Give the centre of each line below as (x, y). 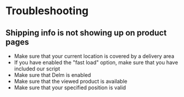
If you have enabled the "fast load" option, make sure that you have (96, 62)
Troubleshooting (47, 11)
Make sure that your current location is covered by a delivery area (94, 56)
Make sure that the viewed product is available (70, 81)
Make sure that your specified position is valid (70, 88)
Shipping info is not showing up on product (86, 33)
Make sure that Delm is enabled (52, 75)
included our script (37, 69)
